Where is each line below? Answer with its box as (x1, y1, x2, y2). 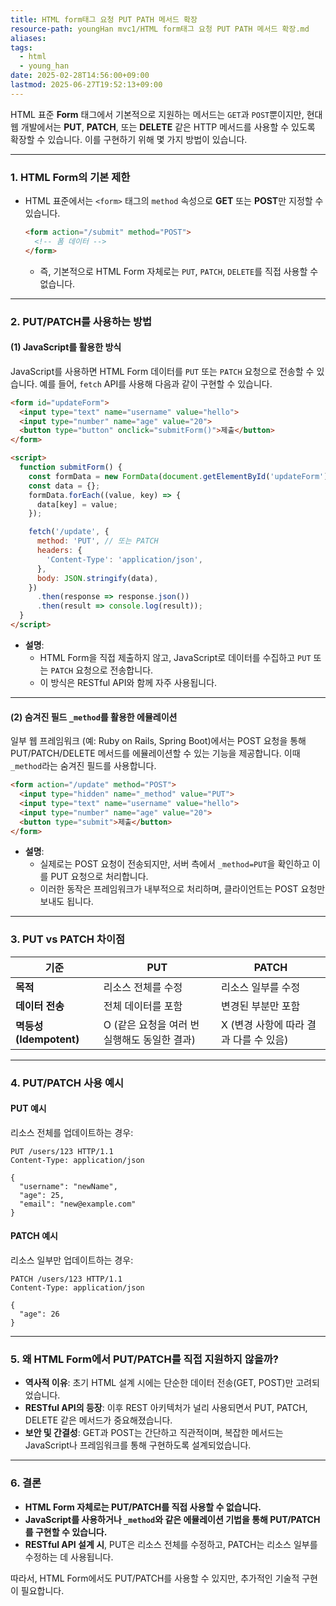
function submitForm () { (19, 462, 123, 473)
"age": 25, (19, 1190, 65, 1200)
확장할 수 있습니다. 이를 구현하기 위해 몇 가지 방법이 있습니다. (10, 133, 248, 145)
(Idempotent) (15, 1032, 80, 1046)
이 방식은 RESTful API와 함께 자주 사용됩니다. (39, 676, 218, 688)
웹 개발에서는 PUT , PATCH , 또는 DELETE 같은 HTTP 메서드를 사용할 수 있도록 (10, 121, 316, 133)
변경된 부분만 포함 (220, 999, 301, 1013)
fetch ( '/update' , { (28, 527, 110, 537)
